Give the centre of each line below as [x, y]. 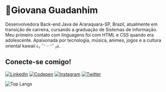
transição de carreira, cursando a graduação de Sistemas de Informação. [81, 29]
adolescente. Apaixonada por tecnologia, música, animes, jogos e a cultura [83, 40]
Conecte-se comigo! [38, 62]
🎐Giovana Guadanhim [52, 10]
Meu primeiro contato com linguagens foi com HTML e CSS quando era [79, 35]
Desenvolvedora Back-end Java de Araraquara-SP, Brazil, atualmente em [81, 24]
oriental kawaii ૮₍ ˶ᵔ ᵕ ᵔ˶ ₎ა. [33, 46]
